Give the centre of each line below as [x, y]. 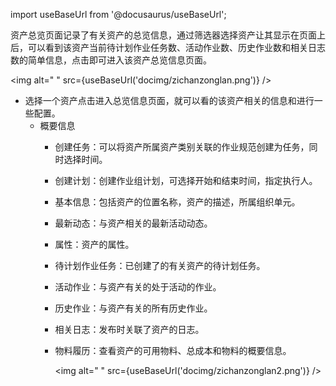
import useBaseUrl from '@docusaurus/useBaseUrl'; [118, 14]
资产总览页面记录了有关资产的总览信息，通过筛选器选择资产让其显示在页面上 [168, 35]
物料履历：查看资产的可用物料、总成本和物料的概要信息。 [173, 350]
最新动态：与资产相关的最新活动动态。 [133, 223]
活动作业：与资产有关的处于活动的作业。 [138, 287]
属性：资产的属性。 [94, 244]
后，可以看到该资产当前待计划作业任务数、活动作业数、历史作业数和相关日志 [168, 47]
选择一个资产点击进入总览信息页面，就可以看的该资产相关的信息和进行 [169, 100]
